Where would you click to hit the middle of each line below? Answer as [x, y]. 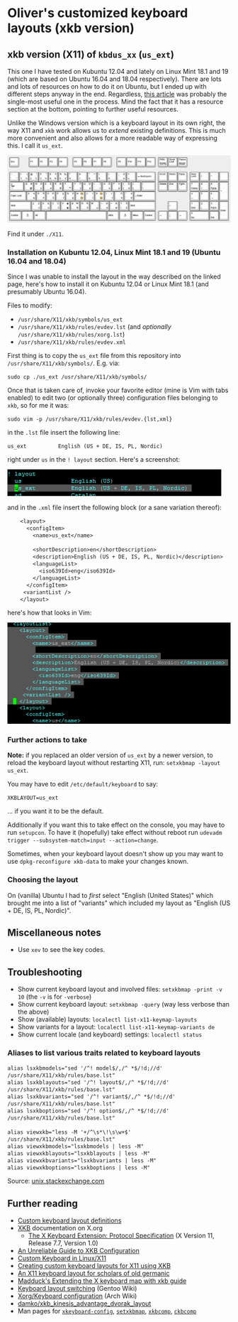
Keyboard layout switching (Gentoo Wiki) [77, 1289]
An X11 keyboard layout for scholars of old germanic [93, 1274]
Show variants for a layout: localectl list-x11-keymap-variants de [116, 1027]
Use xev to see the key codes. [61, 950]
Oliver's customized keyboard [98, 13]
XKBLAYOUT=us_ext [33, 798]
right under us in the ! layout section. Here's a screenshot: [94, 460]
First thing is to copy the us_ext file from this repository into [94, 356]
